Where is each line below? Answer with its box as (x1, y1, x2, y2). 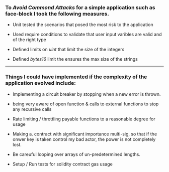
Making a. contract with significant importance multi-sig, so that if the (12, 131, 157, 137)
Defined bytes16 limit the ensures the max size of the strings (12, 56, 138, 62)
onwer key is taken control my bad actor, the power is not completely (12, 136, 156, 142)
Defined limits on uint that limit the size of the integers (12, 47, 125, 53)
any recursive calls (12, 106, 52, 112)
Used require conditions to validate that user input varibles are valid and (12, 32, 162, 38)
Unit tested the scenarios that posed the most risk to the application (12, 22, 153, 28)
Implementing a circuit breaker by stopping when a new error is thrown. (12, 91, 161, 97)
